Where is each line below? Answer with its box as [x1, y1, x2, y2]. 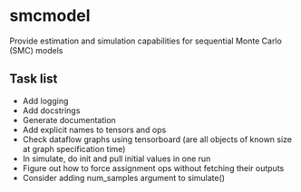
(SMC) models [9, 44, 63, 55]
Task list [9, 72, 58, 87]
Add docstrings [22, 105, 81, 116]
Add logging [22, 95, 69, 106]
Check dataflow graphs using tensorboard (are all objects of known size [22, 133, 293, 145]
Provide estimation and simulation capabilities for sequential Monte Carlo [9, 35, 283, 46]
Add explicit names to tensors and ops [22, 124, 167, 135]
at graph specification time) [22, 143, 126, 154]
